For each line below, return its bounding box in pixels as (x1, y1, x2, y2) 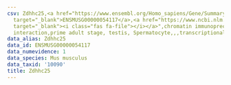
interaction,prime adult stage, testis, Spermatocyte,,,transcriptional (13, 29, 226, 36)
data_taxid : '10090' (7, 61, 67, 68)
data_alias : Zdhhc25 (7, 36, 67, 42)
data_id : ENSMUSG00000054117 (7, 42, 91, 49)
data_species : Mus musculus (7, 55, 88, 62)
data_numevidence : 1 (7, 49, 67, 56)
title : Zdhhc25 (7, 67, 51, 74)
